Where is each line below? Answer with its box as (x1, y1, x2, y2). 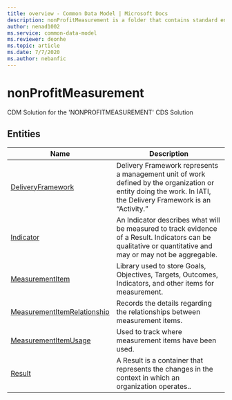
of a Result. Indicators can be (116, 232, 211, 242)
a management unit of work (116, 169, 206, 179)
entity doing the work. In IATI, (116, 186, 211, 196)
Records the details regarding (116, 298, 213, 308)
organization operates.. (116, 381, 191, 391)
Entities (7, 128, 41, 140)
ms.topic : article (7, 42, 60, 49)
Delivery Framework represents (116, 160, 219, 170)
